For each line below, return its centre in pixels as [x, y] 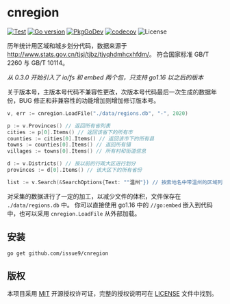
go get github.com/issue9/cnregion [58, 253]
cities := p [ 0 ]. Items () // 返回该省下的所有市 [70, 132]
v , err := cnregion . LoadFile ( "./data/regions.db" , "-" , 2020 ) [98, 113]
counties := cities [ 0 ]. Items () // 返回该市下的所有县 [81, 138]
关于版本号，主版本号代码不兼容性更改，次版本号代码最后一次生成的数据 [109, 92]
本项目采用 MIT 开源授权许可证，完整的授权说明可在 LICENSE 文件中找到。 [112, 294]
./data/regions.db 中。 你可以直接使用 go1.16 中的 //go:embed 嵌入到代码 [110, 205]
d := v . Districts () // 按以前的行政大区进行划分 [72, 164]
